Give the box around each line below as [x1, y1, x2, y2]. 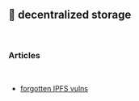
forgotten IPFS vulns [19, 84, 89, 94]
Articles [8, 49, 40, 61]
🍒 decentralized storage [8, 8, 132, 22]
